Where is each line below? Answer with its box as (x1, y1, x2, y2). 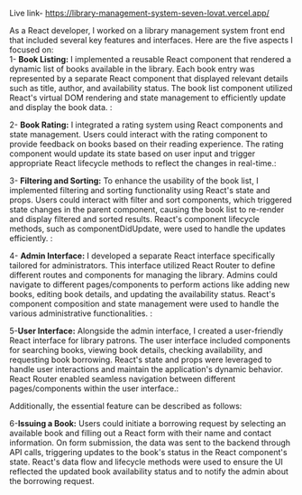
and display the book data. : (9, 102, 113, 112)
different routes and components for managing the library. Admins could (9, 270, 278, 280)
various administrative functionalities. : (9, 308, 153, 319)
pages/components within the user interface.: (9, 383, 178, 394)
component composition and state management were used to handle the (9, 298, 279, 309)
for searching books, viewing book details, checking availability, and (9, 345, 263, 355)
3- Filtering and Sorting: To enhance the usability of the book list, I (9, 175, 259, 186)
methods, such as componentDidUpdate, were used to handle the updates (9, 223, 286, 234)
